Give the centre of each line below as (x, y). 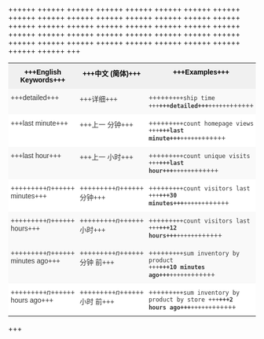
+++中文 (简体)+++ (112, 74)
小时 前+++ (97, 302)
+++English (42, 72)
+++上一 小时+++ (106, 157)
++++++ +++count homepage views (201, 123)
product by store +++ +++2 (191, 300)
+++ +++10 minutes (177, 267)
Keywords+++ (42, 80)
